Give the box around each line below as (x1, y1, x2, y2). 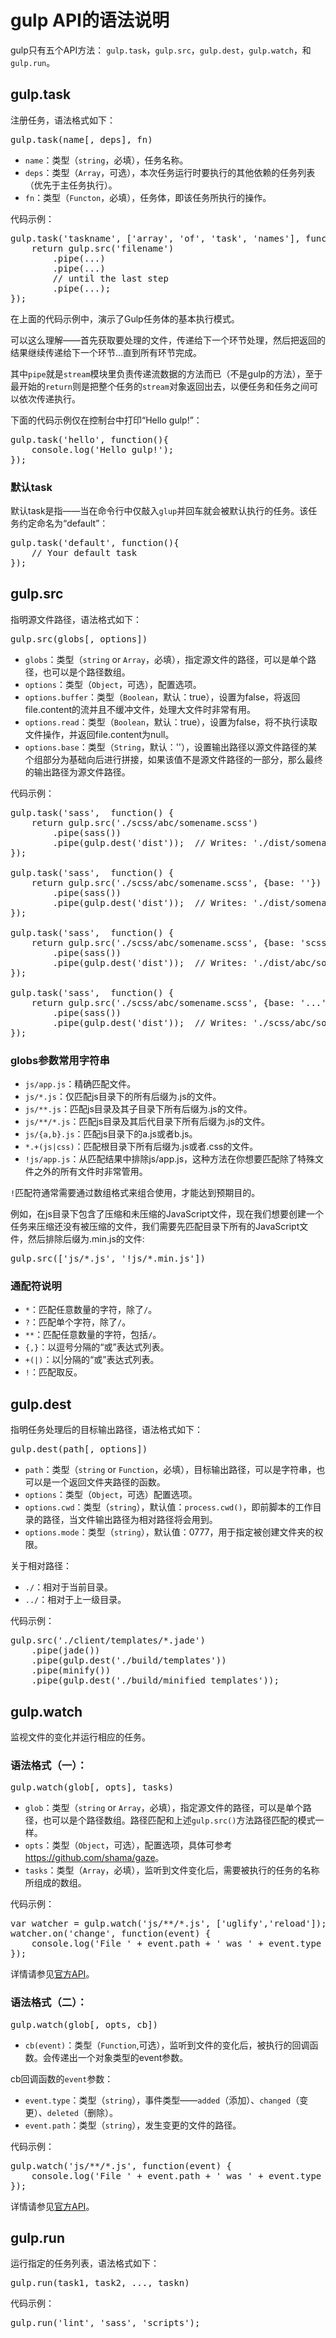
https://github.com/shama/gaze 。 (24, 1852, 165, 1864)
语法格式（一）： (10, 1759, 88, 1772)
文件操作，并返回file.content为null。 (24, 728, 175, 740)
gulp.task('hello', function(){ (10, 434, 169, 445)
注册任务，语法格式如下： (10, 114, 116, 126)
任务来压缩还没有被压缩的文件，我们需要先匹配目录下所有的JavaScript (10, 1221, 300, 1233)
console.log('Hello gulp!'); (31, 444, 175, 455)
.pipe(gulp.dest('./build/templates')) (31, 1655, 227, 1666)
